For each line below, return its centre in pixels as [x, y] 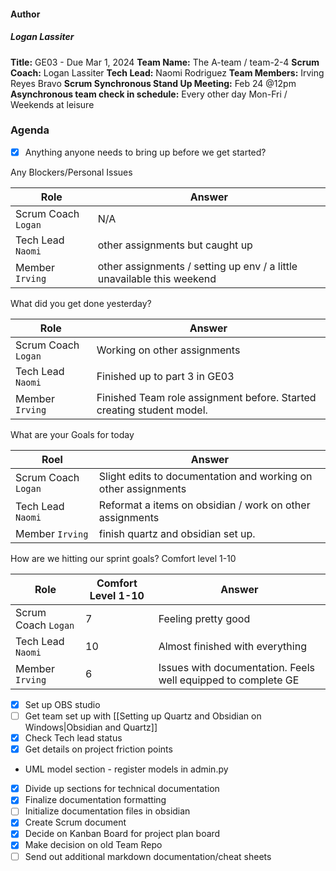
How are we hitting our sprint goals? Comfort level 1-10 [123, 558]
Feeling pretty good [204, 618]
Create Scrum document [75, 822]
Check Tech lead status [73, 738]
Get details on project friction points [98, 749]
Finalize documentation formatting [95, 800]
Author [25, 14]
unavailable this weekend [157, 278]
